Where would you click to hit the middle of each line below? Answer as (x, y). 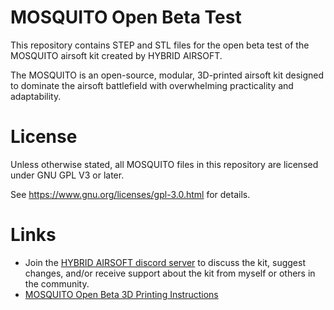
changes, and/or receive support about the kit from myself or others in (170, 273)
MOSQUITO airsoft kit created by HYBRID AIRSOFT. (116, 55)
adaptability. (36, 96)
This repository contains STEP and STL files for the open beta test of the (160, 45)
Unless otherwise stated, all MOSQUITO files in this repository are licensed (164, 164)
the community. (57, 283)
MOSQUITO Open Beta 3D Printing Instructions (121, 294)
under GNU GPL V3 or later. (67, 175)
